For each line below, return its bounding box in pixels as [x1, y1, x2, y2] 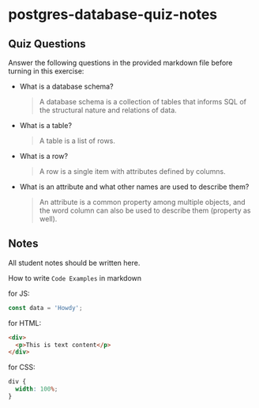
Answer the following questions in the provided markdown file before [8, 58, 233, 67]
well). [39, 214, 58, 223]
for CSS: [8, 362, 36, 372]
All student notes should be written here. [8, 258, 141, 267]
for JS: [8, 289, 30, 298]
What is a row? [19, 152, 69, 161]
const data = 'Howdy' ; [8, 304, 83, 312]
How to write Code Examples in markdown [8, 273, 142, 282]
